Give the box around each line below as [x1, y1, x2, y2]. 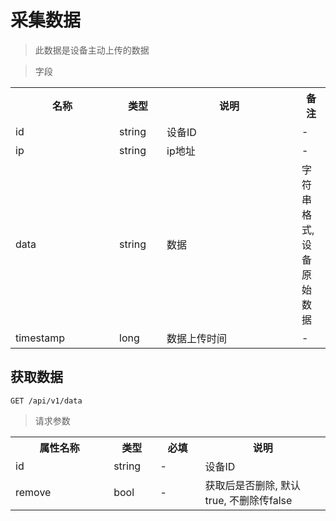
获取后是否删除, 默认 [204, 478, 302, 492]
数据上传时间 [166, 331, 228, 345]
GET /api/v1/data [10, 396, 83, 406]
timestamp [15, 331, 66, 345]
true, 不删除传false [204, 493, 293, 507]
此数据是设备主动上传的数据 [34, 44, 150, 56]
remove [15, 485, 52, 499]
